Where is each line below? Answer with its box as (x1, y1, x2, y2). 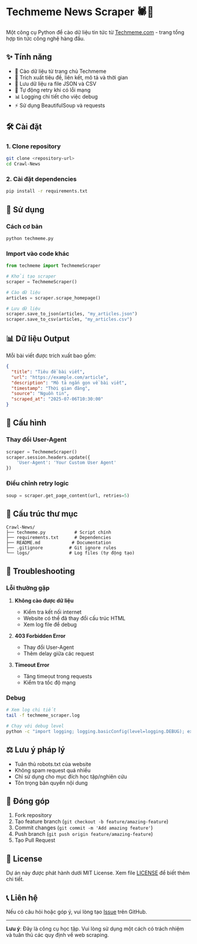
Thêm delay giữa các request (23, 650, 94, 657)
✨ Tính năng (6, 52, 52, 62)
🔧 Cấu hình (6, 418, 47, 428)
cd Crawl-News (6, 161, 41, 167)
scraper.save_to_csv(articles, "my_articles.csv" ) (6, 316, 133, 323)
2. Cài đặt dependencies (6, 175, 77, 183)
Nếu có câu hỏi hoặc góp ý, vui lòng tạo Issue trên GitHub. (6, 908, 148, 915)
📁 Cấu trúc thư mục (6, 508, 78, 518)
